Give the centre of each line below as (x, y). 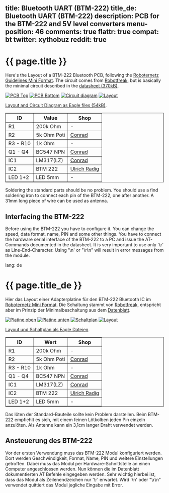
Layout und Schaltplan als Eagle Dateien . (48, 330)
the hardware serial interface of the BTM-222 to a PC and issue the (75, 239)
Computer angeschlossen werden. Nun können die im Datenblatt (72, 469)
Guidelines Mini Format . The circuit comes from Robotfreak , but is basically (83, 80)
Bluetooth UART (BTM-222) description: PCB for (82, 16)
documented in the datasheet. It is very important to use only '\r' (97, 245)
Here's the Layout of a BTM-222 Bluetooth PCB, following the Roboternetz (82, 75)
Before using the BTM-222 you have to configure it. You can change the (80, 229)
